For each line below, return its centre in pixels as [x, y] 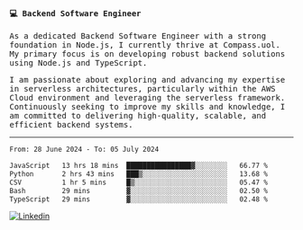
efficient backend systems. [71, 125]
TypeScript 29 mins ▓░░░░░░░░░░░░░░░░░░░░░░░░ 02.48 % [139, 199]
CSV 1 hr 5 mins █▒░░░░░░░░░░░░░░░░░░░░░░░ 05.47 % [139, 182]
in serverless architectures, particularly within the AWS [143, 89]
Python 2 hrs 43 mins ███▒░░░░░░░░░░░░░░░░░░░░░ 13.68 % [139, 174]
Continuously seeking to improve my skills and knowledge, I [147, 107]
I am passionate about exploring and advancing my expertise [147, 80]
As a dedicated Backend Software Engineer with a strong [138, 36]
